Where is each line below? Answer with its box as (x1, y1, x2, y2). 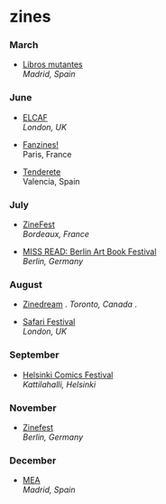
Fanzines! (22, 138, 59, 150)
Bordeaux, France (22, 229, 90, 240)
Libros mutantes (22, 59, 83, 70)
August (9, 279, 43, 290)
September (9, 348, 60, 361)
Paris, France (22, 148, 72, 159)
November (9, 401, 57, 414)
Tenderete (22, 166, 61, 177)
